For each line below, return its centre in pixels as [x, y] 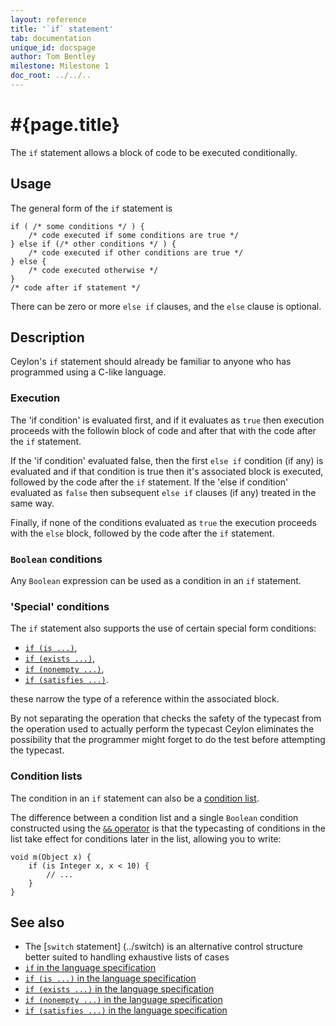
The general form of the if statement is [91, 208]
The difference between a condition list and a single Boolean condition [154, 817]
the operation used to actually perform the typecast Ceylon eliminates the [162, 729]
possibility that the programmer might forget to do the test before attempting [168, 740]
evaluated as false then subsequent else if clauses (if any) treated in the [163, 492]
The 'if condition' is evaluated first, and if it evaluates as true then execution [167, 420]
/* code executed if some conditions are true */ [134, 235]
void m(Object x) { [51, 857]
